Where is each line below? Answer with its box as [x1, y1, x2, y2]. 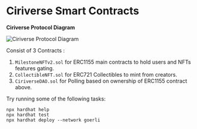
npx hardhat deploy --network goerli [6, 117, 101, 123]
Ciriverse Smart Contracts [6, 4, 140, 18]
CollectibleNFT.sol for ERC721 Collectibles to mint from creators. [14, 71, 178, 78]
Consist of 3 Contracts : [6, 46, 65, 54]
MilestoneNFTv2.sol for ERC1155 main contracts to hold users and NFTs [14, 58, 192, 65]
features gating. [14, 64, 54, 72]
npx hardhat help [6, 106, 50, 112]
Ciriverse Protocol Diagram [6, 24, 75, 31]
